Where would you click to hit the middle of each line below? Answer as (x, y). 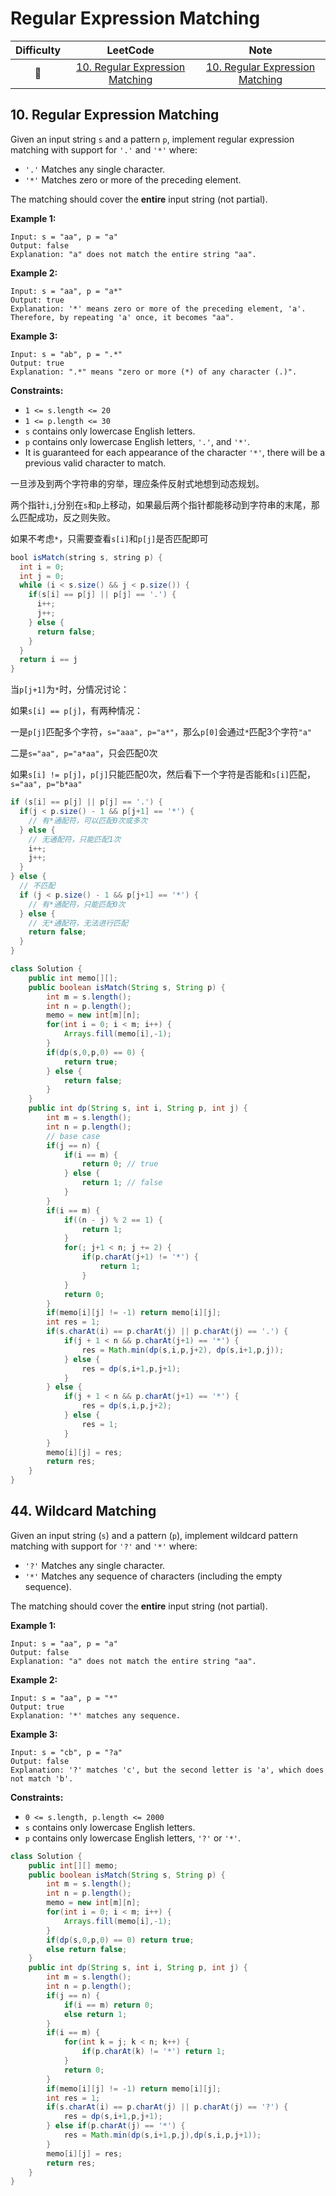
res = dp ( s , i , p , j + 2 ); (126, 1406)
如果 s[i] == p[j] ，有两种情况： (76, 711)
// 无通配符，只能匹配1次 (75, 839)
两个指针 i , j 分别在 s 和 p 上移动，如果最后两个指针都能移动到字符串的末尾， (161, 504)
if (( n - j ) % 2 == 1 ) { (113, 1220)
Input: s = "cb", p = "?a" (66, 1752)
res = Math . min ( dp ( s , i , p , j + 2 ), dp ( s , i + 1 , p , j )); (183, 1350)
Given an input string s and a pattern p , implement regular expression (152, 139)
